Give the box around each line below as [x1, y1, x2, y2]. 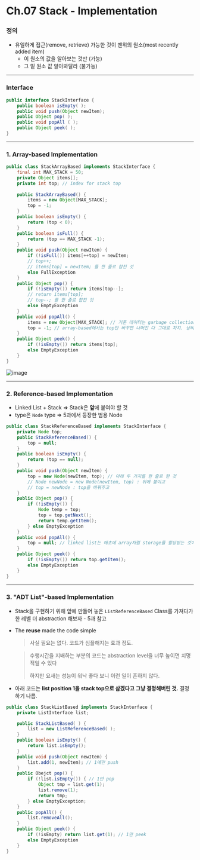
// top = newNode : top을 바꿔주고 [27, 484, 110, 491]
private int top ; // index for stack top [17, 180, 121, 186]
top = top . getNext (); [37, 512, 92, 518]
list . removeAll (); [27, 815, 73, 821]
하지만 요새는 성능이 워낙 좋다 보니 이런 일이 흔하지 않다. [29, 672, 160, 679]
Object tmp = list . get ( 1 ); [37, 782, 105, 788]
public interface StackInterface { [6, 97, 95, 103]
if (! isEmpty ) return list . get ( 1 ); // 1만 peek [27, 832, 147, 838]
